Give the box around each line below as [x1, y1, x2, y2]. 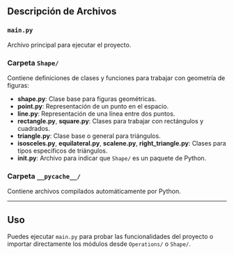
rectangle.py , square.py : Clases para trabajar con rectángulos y [17, 116, 204, 125]
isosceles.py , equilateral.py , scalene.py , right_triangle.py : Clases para [17, 139, 226, 147]
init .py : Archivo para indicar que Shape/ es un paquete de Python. [17, 153, 207, 162]
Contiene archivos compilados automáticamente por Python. [7, 187, 181, 196]
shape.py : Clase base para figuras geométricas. [17, 94, 157, 103]
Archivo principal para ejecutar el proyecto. [7, 40, 132, 49]
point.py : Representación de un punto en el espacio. [17, 102, 169, 110]
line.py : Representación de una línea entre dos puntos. [17, 109, 175, 118]
